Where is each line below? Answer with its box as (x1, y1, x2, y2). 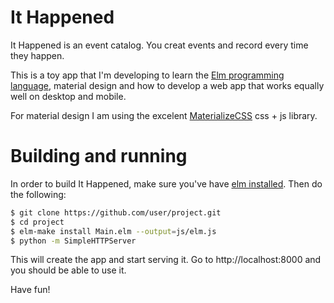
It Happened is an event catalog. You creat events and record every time (10, 39, 309, 51)
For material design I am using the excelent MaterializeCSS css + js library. (10, 109, 318, 121)
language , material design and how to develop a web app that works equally (10, 79, 325, 91)
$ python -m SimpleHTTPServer (10, 236, 137, 246)
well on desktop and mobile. (10, 90, 127, 102)
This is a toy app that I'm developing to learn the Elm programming (10, 69, 285, 81)
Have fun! (10, 284, 51, 296)
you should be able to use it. (10, 264, 127, 276)
